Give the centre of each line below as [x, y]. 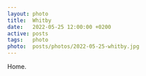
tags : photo [28, 40]
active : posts [28, 33]
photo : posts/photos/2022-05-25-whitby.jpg [73, 46]
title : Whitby [29, 20]
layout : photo [28, 14]
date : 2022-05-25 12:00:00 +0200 [59, 27]
